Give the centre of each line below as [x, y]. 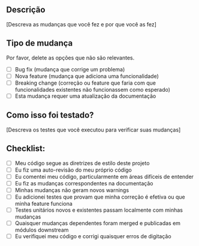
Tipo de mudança [40, 43]
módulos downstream [42, 230]
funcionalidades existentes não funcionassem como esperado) [93, 89]
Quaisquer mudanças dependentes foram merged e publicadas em [98, 223]
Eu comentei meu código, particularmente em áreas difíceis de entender [104, 176]
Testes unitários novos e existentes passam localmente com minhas [99, 210]
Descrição [26, 10]
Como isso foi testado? [50, 115]
